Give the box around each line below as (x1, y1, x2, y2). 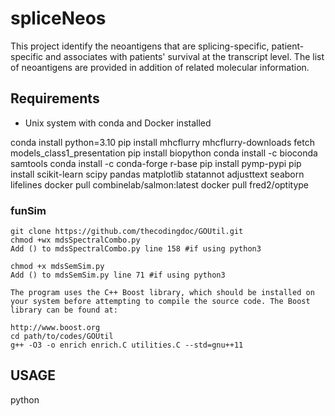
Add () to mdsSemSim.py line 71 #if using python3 (10, 270, 226, 281)
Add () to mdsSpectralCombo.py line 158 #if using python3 (10, 244, 262, 254)
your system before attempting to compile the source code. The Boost (10, 297, 311, 307)
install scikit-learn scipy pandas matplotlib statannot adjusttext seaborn (10, 168, 305, 180)
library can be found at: (10, 305, 118, 316)
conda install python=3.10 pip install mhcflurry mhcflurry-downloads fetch (10, 136, 315, 148)
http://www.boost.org (10, 323, 101, 333)
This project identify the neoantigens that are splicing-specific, (10, 40, 270, 52)
